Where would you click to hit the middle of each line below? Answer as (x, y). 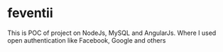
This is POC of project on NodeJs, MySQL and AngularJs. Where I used (112, 33)
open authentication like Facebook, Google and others (87, 40)
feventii (30, 13)
